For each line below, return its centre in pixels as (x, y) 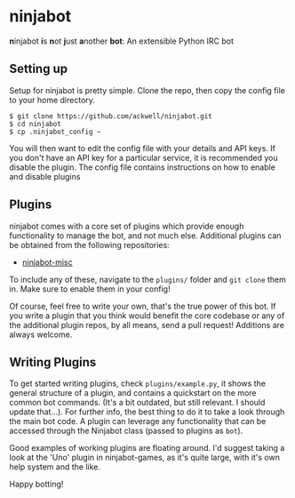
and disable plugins (45, 176)
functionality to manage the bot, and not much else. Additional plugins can (145, 235)
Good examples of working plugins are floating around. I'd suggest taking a (147, 448)
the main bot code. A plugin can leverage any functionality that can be (138, 422)
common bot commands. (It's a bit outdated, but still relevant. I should (137, 403)
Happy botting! (36, 484)
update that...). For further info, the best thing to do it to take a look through (147, 412)
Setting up (39, 69)
